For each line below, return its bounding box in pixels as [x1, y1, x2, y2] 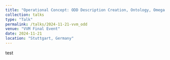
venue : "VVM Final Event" [5, 26, 60, 32]
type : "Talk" [5, 17, 33, 22]
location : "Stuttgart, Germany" [5, 36, 74, 41]
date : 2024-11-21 [5, 31, 42, 36]
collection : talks [5, 12, 44, 17]
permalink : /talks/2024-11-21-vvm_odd [5, 21, 88, 27]
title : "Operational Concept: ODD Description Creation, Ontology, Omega [5, 7, 165, 13]
